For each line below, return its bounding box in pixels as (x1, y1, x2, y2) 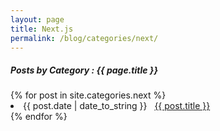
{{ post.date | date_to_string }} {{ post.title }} (23, 100, 211, 112)
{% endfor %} (10, 111, 68, 123)
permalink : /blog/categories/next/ (10, 33, 159, 43)
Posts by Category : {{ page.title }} (10, 64, 158, 76)
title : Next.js (10, 24, 74, 34)
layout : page (10, 14, 65, 25)
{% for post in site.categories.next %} (10, 89, 167, 101)
